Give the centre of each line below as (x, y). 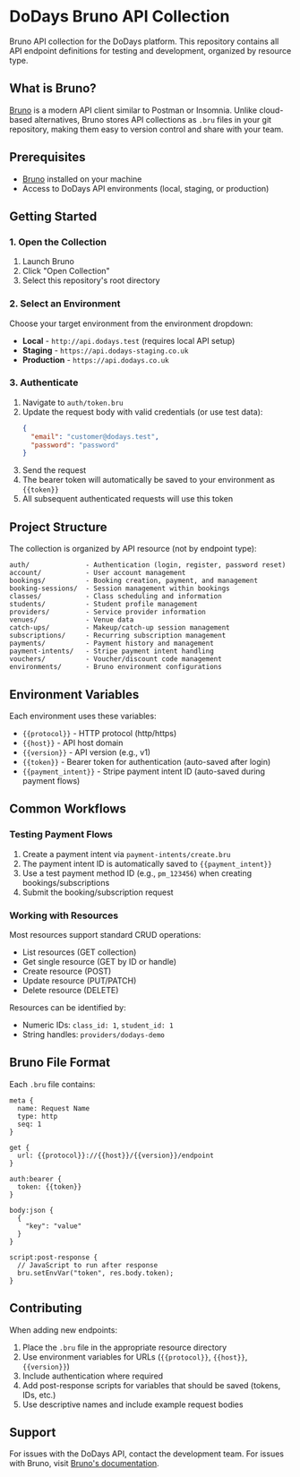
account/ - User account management (98, 573)
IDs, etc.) (39, 1395)
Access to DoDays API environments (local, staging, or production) (146, 188)
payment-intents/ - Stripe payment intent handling (112, 651)
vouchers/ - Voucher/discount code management (116, 659)
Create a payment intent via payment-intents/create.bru (126, 854)
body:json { (31, 1210)
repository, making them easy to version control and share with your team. (146, 129)
